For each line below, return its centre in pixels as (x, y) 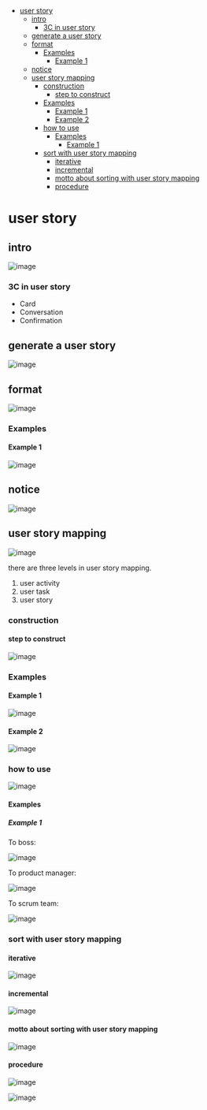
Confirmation (41, 321)
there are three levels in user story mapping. (80, 568)
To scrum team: (33, 903)
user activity (40, 583)
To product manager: (42, 873)
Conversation (41, 312)
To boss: (22, 842)
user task (35, 591)
